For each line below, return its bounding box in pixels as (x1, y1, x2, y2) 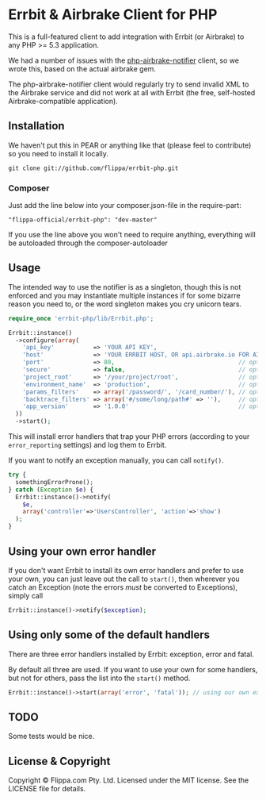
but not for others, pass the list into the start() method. (8, 673, 191, 683)
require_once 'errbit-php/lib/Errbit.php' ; (8, 314, 154, 322)
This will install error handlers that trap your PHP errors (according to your (8, 432, 250, 441)
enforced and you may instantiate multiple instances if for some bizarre (8, 290, 241, 300)
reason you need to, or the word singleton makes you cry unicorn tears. (8, 299, 242, 309)
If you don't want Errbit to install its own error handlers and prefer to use (8, 565, 244, 575)
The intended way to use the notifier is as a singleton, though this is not (8, 282, 241, 291)
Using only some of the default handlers (8, 629, 211, 642)
